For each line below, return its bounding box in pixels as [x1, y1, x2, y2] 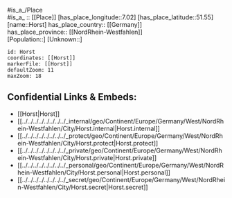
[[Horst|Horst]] [17, 110, 60, 118]
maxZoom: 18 [7, 72, 42, 79]
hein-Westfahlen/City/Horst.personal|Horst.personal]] [17, 168, 171, 177]
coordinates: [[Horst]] [7, 55, 76, 61]
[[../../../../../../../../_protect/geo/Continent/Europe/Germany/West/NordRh [17, 131, 223, 140]
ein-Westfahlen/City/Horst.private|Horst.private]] [17, 153, 157, 161]
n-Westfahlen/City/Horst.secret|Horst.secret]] [17, 183, 148, 191]
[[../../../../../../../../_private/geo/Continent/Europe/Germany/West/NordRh [17, 146, 223, 155]
